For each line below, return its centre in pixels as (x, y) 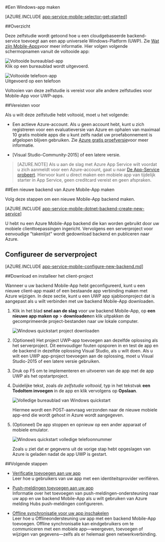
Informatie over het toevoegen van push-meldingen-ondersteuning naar (85, 493)
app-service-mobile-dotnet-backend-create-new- (93, 208)
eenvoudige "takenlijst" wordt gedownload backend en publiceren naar (77, 234)
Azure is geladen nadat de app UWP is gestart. (60, 454)
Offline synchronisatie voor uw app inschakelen (61, 513)
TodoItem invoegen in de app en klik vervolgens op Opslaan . (75, 390)
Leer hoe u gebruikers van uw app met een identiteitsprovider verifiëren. (86, 478)
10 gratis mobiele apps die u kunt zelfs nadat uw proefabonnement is (82, 135)
